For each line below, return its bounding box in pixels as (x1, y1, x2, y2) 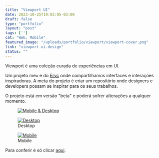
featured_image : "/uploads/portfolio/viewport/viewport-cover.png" (5, 40, 149, 45)
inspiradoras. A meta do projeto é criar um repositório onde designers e (5, 78, 153, 84)
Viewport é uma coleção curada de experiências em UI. (5, 63, 120, 69)
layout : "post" (5, 26, 37, 31)
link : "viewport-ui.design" (5, 44, 64, 49)
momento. (5, 98, 26, 104)
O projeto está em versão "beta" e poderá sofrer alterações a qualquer (5, 93, 151, 99)
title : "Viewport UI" (5, 7, 50, 12)
